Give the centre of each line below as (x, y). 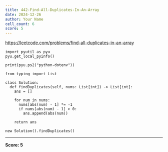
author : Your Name (24, 19)
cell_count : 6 (20, 24)
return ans (25, 122)
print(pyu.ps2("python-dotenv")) (40, 65)
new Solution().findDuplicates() (40, 131)
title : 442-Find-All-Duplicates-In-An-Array (52, 10)
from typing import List (31, 74)
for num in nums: (32, 100)
